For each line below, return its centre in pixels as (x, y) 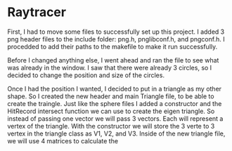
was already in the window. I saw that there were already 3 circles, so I (110, 67)
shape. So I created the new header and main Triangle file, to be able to (111, 96)
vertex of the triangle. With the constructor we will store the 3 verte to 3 (111, 126)
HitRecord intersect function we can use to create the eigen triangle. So (111, 111)
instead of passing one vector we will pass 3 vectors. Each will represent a (115, 118)
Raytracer (37, 12)
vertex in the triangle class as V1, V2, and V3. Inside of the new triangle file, (116, 133)
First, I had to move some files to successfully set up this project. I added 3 (116, 32)
